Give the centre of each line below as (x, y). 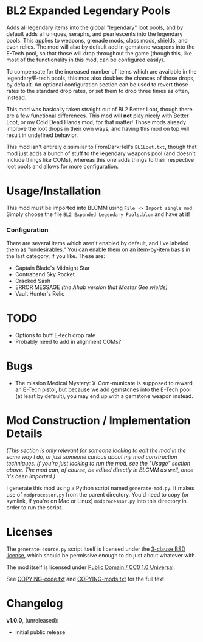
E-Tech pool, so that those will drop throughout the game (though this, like (99, 53)
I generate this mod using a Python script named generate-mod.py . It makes (100, 488)
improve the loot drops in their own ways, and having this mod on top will (98, 128)
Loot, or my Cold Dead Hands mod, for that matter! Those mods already (96, 122)
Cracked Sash (33, 281)
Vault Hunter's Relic (40, 294)
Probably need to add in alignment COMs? (68, 342)
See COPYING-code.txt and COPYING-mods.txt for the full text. (86, 579)
